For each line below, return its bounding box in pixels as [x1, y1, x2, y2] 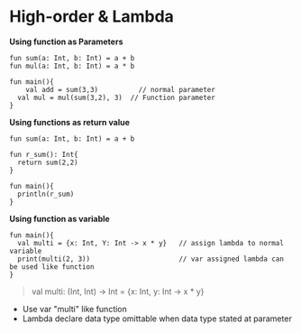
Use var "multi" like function [22, 303, 128, 314]
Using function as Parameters [9, 36, 123, 47]
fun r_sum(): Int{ [9, 150, 78, 159]
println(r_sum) [17, 190, 75, 199]
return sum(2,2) [17, 158, 78, 167]
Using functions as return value [9, 116, 131, 127]
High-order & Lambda [9, 6, 174, 27]
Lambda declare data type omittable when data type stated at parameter [22, 313, 293, 324]
